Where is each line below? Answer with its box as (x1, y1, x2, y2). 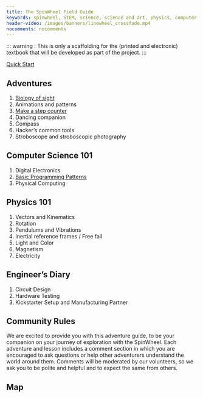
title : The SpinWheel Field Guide (6, 8, 94, 15)
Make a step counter (15, 107, 67, 115)
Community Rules (6, 316, 76, 326)
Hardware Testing (15, 292, 60, 299)
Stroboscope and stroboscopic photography (15, 133, 126, 140)
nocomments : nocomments (6, 25, 67, 32)
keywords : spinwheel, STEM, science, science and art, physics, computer (6, 15, 198, 21)
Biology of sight (15, 95, 55, 102)
